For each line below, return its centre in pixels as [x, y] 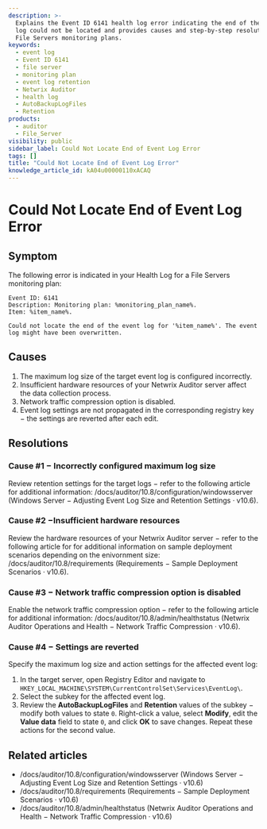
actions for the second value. [68, 731]
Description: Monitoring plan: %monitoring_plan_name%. [103, 305]
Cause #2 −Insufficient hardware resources [94, 521]
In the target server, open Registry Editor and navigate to [112, 680]
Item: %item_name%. [41, 312]
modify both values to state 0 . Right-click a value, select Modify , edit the [139, 713]
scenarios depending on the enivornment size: [84, 555]
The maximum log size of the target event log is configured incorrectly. [136, 376]
